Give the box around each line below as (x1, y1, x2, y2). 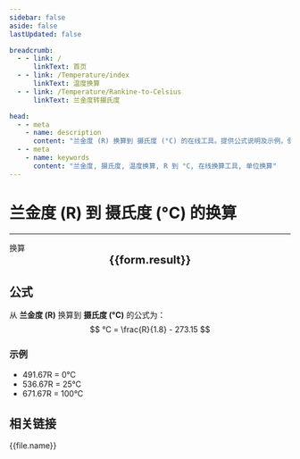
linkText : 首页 (32, 63, 87, 71)
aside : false (9, 21, 58, 30)
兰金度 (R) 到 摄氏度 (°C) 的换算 (9, 203, 237, 223)
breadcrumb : (9, 46, 54, 54)
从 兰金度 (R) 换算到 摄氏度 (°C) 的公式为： (9, 310, 166, 321)
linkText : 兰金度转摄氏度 (32, 96, 121, 104)
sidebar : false (9, 13, 66, 22)
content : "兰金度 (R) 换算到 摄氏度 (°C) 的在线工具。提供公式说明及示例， (32, 137, 287, 146)
